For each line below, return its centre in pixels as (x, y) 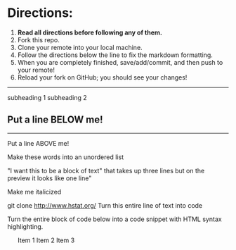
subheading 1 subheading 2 (47, 97)
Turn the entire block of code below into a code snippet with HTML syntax (115, 219)
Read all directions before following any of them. (90, 32)
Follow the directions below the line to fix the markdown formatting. (115, 55)
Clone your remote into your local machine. (80, 47)
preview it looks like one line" (50, 178)
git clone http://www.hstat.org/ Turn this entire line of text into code (105, 205)
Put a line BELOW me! (55, 120)
